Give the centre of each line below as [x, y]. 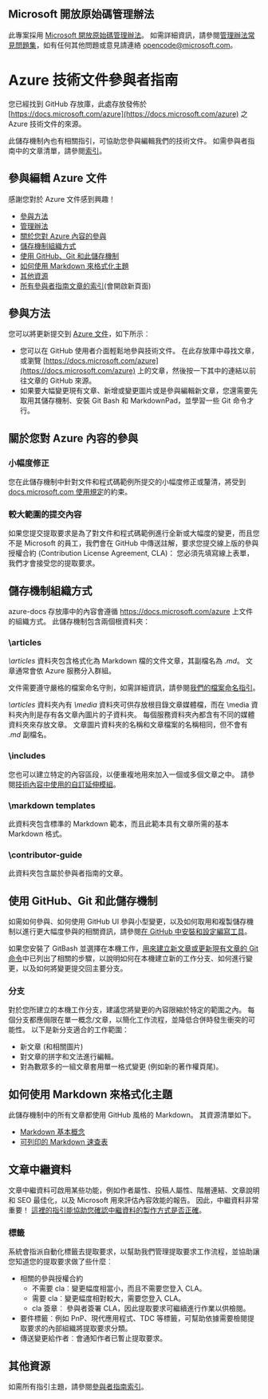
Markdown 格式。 [37, 834]
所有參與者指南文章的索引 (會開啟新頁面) [85, 286]
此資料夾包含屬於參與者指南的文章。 [68, 873]
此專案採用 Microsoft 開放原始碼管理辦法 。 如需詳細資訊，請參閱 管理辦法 [128, 35]
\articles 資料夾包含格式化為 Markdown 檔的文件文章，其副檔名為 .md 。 [126, 661]
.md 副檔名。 [30, 735]
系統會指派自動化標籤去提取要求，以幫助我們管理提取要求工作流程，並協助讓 [134, 1251]
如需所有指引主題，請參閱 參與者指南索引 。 [78, 1387]
